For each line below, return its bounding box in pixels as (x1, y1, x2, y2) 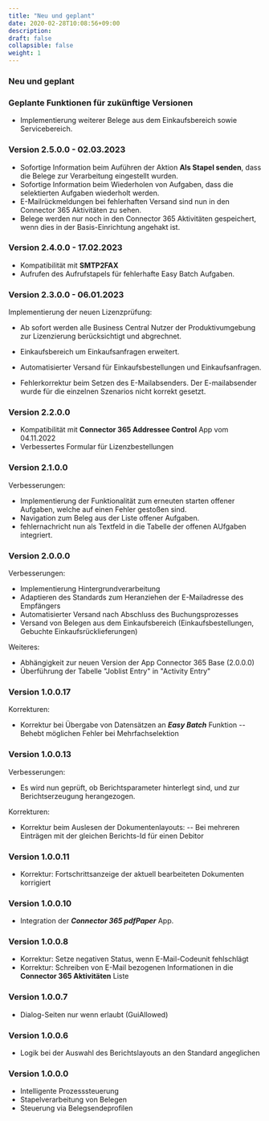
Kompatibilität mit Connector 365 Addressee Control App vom (19, 425, 229, 435)
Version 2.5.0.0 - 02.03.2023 (8, 144, 126, 155)
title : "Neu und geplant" (8, 11, 95, 20)
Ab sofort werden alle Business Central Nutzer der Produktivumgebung (19, 323, 256, 333)
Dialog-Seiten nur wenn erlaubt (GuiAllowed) (19, 1009, 169, 1019)
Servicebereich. (19, 124, 73, 133)
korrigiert (19, 878, 51, 887)
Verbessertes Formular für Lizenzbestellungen (19, 442, 174, 452)
